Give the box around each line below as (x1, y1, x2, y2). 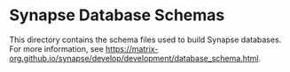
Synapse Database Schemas (9, 5, 225, 25)
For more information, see (9, 43, 104, 54)
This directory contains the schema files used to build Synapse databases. (9, 34, 282, 45)
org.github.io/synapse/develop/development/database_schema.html (9, 53, 259, 63)
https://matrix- (105, 43, 159, 54)
